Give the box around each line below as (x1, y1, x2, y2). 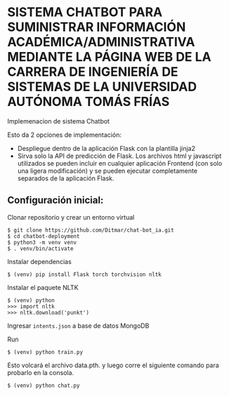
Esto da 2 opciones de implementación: (7, 131, 122, 139)
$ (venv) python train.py (7, 348, 83, 355)
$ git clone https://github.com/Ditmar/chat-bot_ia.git (7, 226, 174, 234)
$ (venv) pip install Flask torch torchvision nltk (7, 271, 162, 278)
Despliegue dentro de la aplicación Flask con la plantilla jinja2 (17, 144, 195, 152)
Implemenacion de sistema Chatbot (7, 117, 110, 125)
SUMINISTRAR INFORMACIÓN (7, 19, 186, 35)
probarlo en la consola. (7, 368, 74, 376)
